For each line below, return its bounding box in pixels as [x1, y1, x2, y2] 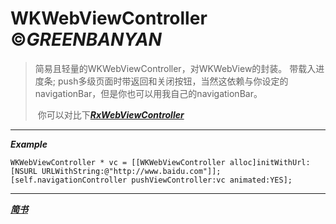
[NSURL [10, 166, 38, 176]
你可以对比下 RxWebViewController [37, 108, 185, 121]
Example [10, 138, 48, 150]
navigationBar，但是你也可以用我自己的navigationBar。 [34, 87, 263, 99]
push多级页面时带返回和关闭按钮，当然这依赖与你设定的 [57, 75, 289, 87]
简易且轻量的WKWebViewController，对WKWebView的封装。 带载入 [34, 62, 317, 74]
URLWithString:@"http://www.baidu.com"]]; [41, 166, 222, 176]
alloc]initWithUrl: [229, 157, 311, 167]
